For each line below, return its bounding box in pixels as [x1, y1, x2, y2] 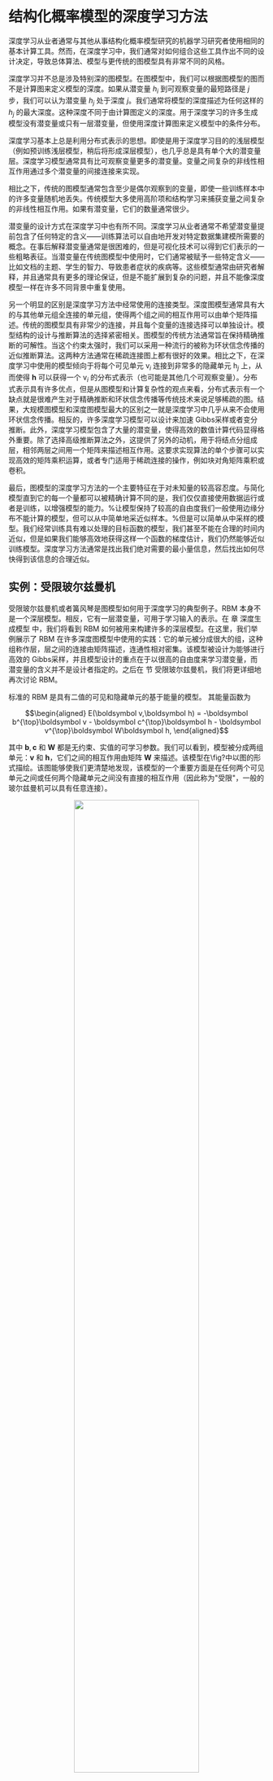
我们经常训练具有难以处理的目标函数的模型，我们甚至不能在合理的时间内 [22, 523, 265, 533]
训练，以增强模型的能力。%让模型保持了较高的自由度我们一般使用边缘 [22, 502, 258, 513]
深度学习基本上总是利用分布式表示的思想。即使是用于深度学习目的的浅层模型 [8, 136, 265, 146]
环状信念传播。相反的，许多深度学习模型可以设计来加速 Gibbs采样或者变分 [8, 415, 258, 424]
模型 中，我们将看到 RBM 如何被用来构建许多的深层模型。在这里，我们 [15, 624, 251, 634]
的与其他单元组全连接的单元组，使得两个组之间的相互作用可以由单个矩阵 [8, 310, 250, 320]
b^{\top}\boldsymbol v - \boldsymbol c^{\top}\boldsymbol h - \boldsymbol [11, 717, 262, 726]
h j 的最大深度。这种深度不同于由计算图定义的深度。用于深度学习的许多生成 [8, 107, 258, 119]
